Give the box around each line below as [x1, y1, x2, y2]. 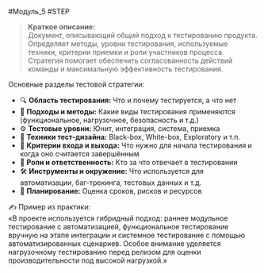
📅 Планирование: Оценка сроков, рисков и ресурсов [19, 186, 202, 195]
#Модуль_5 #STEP [8, 7, 70, 16]
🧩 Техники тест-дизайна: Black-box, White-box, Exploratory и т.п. [19, 133, 240, 141]
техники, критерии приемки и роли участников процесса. [27, 48, 224, 56]
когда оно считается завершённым [19, 149, 140, 158]
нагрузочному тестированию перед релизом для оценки [8, 248, 201, 256]
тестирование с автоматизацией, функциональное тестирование [8, 222, 229, 231]
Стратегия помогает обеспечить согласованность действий [27, 56, 233, 65]
